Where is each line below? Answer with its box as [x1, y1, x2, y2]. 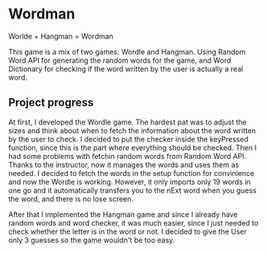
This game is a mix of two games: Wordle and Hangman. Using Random [8, 47, 246, 56]
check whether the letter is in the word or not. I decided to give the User [8, 226, 248, 236]
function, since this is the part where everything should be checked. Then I [8, 142, 257, 153]
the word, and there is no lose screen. [8, 194, 134, 203]
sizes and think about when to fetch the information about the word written [8, 125, 257, 135]
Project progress [8, 96, 94, 109]
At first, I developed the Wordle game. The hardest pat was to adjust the [8, 117, 247, 127]
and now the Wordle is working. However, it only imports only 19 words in [8, 177, 251, 186]
